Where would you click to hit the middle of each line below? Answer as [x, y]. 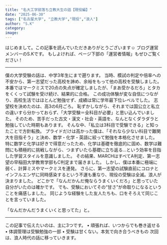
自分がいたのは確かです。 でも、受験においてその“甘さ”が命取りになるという [83, 187]
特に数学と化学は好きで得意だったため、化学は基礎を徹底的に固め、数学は [81, 144]
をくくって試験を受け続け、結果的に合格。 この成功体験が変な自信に [75, 94]
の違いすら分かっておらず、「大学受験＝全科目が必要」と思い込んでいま [78, 113]
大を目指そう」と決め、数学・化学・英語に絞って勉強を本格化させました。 [81, 137]
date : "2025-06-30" [25, 14]
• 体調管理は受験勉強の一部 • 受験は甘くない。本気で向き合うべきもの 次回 [82, 231]
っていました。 [33, 200]
